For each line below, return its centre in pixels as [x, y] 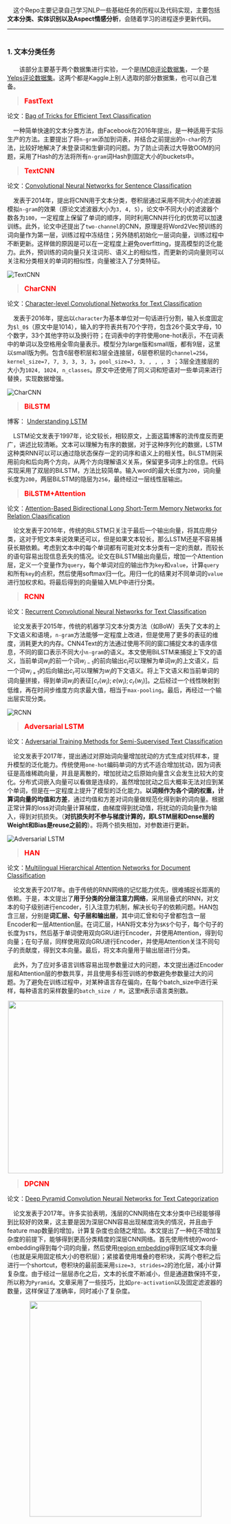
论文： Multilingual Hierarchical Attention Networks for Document [99, 868]
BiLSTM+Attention [55, 494]
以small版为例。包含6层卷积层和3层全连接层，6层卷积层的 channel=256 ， [109, 352]
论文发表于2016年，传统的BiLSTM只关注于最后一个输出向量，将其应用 [112, 530]
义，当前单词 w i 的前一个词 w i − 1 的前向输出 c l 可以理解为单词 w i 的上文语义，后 [113, 661]
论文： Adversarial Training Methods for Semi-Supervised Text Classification [115, 741]
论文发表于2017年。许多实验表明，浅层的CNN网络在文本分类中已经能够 [114, 1213]
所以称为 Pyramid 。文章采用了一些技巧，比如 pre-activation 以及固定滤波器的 [115, 1282]
